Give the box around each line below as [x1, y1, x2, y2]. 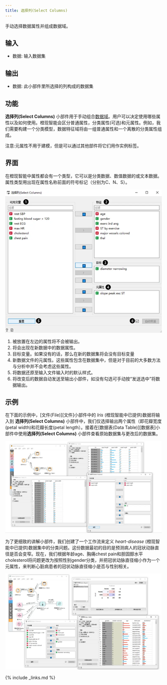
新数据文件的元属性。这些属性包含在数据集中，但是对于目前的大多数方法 [12, 357, 161, 363]
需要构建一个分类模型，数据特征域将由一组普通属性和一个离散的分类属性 [9, 126, 158, 132]
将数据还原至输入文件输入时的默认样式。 [12, 369, 95, 375]
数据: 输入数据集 [12, 53, 46, 59]
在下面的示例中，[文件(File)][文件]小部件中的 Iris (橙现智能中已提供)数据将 [5, 412, 156, 418]
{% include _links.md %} [5, 675, 56, 681]
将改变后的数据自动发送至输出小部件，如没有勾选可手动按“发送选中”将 [12, 375, 156, 381]
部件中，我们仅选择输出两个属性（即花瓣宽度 [70, 418, 162, 424]
